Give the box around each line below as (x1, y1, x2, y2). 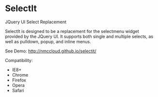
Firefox (12, 77, 27, 83)
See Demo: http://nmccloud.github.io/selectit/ (5, 48, 96, 54)
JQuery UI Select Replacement (5, 19, 66, 25)
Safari (12, 87, 24, 93)
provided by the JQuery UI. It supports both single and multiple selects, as (5, 33, 154, 39)
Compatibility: (5, 57, 33, 63)
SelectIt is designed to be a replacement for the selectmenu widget (5, 28, 139, 34)
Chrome (12, 72, 29, 78)
